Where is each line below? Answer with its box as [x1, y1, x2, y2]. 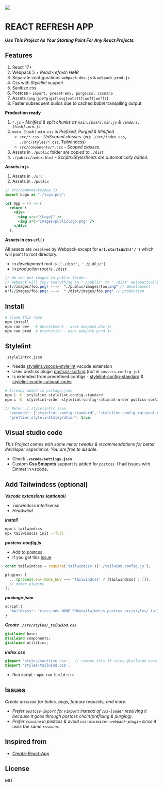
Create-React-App [12, 750, 49, 756]
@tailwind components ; [5, 636, 51, 640]
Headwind [12, 508, 33, 514]
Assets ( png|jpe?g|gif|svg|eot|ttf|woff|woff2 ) [12, 95, 109, 101]
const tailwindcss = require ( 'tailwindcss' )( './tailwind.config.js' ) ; [5, 563, 151, 569]
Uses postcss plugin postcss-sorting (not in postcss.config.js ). [12, 369, 141, 375]
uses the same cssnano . [12, 723, 60, 730]
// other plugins [9, 581, 45, 587]
